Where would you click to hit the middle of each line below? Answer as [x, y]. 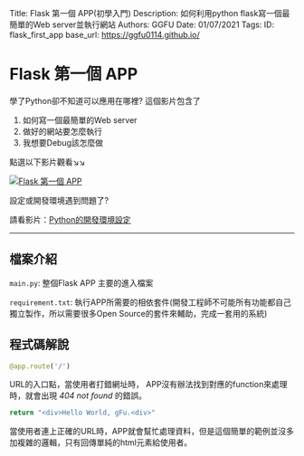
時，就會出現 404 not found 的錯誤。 [78, 395]
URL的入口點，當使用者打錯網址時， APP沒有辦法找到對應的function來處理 [148, 385]
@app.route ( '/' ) [40, 366]
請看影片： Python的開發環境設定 [70, 219]
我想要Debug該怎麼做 [63, 142]
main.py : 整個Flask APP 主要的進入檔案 [81, 282]
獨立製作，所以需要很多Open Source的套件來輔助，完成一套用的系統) [138, 313]
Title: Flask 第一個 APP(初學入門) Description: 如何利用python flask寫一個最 [150, 13]
